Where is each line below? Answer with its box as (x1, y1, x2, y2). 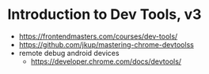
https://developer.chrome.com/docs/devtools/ (30, 57, 182, 66)
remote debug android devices (18, 48, 120, 57)
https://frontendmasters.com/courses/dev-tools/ (18, 31, 178, 41)
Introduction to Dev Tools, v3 (7, 6, 202, 24)
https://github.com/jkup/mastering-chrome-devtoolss (18, 39, 195, 49)
